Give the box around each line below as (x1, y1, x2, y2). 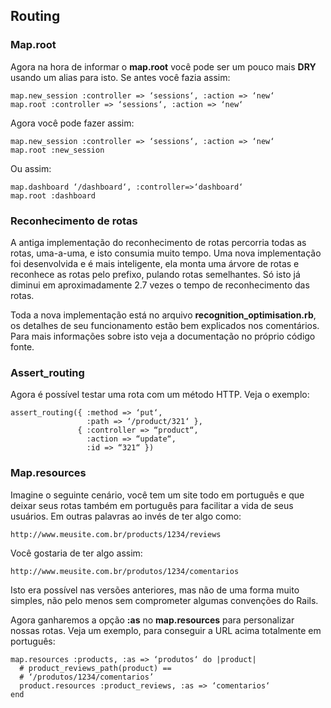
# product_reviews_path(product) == (19, 663, 172, 673)
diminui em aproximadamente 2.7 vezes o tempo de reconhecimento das (10, 279, 310, 291)
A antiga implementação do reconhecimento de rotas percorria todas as (10, 236, 307, 248)
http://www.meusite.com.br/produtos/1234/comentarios (10, 566, 240, 576)
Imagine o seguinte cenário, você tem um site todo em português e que (10, 489, 305, 501)
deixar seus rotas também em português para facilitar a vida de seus (10, 499, 294, 511)
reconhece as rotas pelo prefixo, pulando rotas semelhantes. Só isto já (10, 268, 301, 280)
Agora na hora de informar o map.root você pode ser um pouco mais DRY (10, 60, 317, 73)
